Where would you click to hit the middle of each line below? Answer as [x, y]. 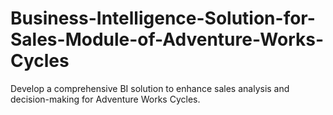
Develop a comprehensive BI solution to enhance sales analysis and [150, 88]
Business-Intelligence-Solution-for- [163, 18]
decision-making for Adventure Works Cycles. [105, 99]
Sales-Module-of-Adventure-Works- [167, 39]
